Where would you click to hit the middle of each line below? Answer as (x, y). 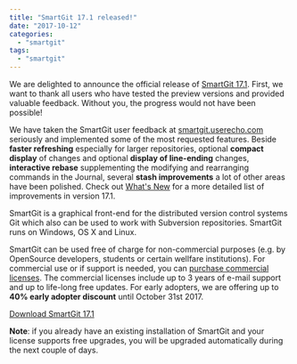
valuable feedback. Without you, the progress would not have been (132, 103)
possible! (26, 113)
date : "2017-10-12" (45, 26)
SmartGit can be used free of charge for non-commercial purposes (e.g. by (148, 249)
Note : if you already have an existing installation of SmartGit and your (137, 331)
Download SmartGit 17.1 (52, 314)
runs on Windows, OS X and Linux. (73, 232)
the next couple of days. (54, 350)
